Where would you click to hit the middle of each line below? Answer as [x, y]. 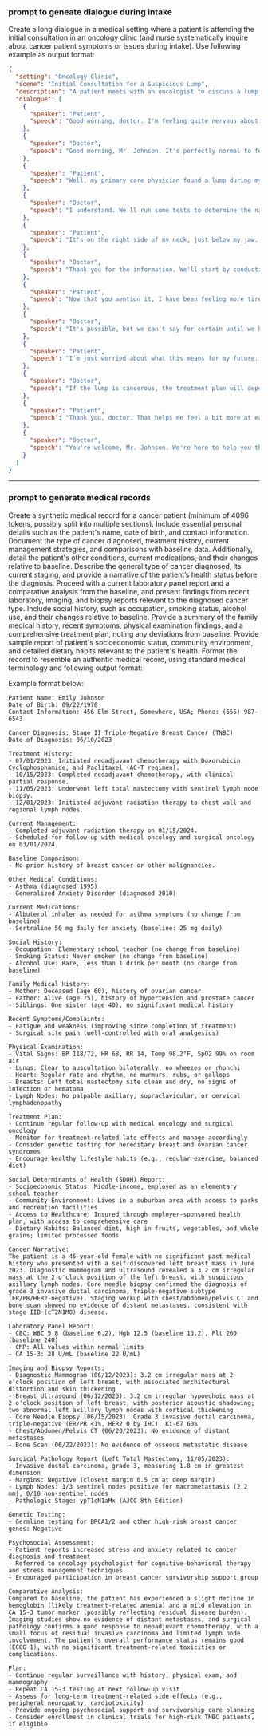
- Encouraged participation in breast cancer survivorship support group [134, 1577]
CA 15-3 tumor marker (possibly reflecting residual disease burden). [128, 1612]
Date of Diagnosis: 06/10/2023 [60, 740]
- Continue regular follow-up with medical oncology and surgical [121, 1123]
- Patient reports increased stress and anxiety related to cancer [123, 1549]
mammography [28, 1682]
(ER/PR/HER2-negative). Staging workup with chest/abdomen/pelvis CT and [134, 1298]
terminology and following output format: [75, 668]
